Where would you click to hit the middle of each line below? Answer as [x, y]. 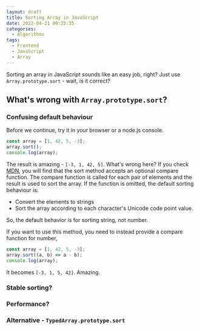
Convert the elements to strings [55, 201]
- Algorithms [28, 35]
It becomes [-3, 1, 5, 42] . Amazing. [53, 272]
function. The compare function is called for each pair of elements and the [99, 177]
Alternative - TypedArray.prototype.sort [66, 320]
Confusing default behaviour [50, 117]
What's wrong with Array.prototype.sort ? [87, 100]
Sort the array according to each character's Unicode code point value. [104, 208]
